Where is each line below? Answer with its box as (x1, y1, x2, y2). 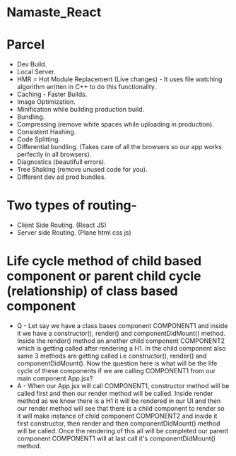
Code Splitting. (16, 135, 61, 144)
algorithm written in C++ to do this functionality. (16, 83, 157, 91)
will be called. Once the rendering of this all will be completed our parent (16, 427, 229, 435)
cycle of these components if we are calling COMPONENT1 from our (16, 367, 216, 375)
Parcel (6, 37, 45, 53)
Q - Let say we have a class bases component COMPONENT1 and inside (16, 322, 228, 329)
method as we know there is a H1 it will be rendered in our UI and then (16, 397, 221, 405)
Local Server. (16, 68, 56, 76)
